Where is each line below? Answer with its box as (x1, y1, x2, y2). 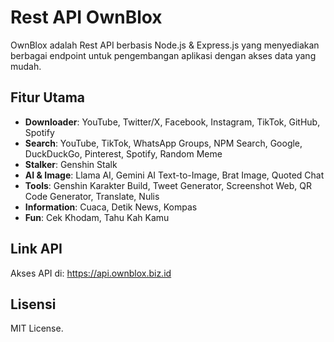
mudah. (10, 60, 42, 72)
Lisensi (10, 296, 57, 313)
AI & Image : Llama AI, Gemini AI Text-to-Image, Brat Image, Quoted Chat (24, 169, 325, 181)
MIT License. (10, 322, 64, 335)
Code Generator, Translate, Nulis (24, 190, 160, 202)
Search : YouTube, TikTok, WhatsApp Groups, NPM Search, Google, (24, 137, 303, 149)
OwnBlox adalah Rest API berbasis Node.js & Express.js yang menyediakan (10, 39, 320, 51)
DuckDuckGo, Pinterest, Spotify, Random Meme (24, 147, 223, 160)
